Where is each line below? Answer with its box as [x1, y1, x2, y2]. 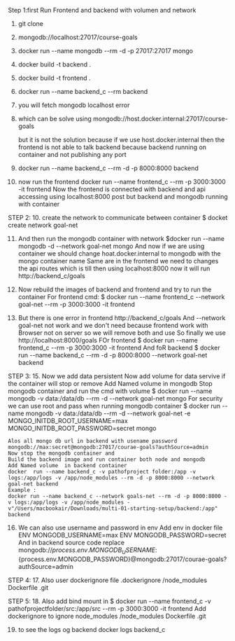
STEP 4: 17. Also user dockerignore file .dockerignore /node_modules [8, 576, 208, 584]
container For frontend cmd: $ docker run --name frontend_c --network [17, 293, 225, 301]
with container [17, 200, 60, 208]
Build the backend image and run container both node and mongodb [8, 456, 206, 463]
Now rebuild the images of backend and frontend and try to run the [17, 285, 212, 294]
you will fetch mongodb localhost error [17, 101, 130, 109]
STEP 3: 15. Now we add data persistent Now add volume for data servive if [8, 372, 226, 380]
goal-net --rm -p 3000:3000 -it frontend [17, 301, 136, 308]
